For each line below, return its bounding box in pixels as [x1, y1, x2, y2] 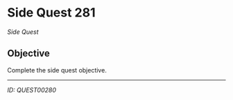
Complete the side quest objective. [7, 66, 107, 74]
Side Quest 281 [7, 5, 96, 21]
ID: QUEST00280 [7, 86, 57, 94]
